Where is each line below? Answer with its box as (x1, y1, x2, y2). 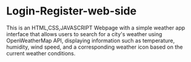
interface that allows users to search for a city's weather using (6, 30, 163, 37)
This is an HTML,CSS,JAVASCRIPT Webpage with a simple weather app (6, 24, 186, 31)
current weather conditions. (6, 49, 76, 57)
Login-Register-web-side (6, 4, 137, 18)
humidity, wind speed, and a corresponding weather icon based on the (6, 43, 183, 51)
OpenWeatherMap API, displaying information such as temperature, (6, 37, 175, 44)
